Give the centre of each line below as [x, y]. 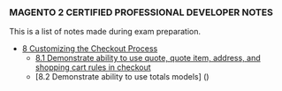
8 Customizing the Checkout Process [90, 49]
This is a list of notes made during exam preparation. [105, 32]
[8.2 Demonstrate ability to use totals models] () [122, 77]
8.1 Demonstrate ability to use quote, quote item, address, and [148, 58]
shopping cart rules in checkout [93, 67]
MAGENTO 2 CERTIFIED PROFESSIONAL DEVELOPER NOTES [141, 12]
